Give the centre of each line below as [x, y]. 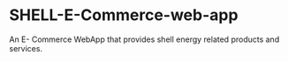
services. [26, 48]
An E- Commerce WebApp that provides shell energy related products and [144, 39]
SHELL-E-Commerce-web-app [124, 15]
